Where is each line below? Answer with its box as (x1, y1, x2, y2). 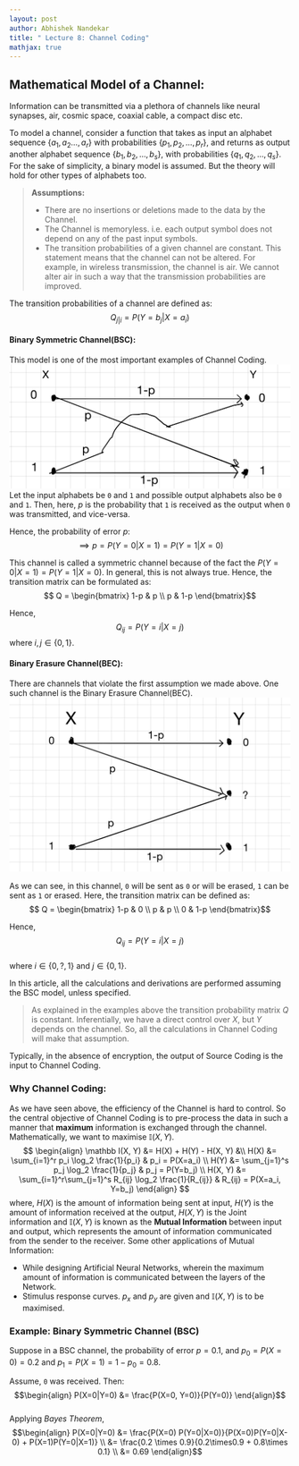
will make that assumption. (30, 1033, 129, 1044)
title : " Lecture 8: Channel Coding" (9, 33, 150, 42)
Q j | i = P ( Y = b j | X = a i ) (110, 311, 190, 325)
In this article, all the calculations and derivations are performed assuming (9, 978, 281, 988)
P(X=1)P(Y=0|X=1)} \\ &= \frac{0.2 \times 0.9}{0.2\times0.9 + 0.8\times (29, 1436, 288, 1448)
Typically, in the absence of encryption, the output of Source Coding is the (9, 1051, 284, 1062)
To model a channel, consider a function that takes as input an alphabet (9, 128, 272, 139)
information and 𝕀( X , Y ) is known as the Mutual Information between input (9, 1216, 282, 1227)
